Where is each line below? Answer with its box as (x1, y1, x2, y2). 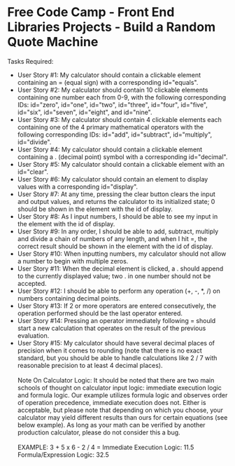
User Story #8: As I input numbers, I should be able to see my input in (17, 212, 218, 221)
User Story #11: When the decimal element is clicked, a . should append (17, 264, 224, 273)
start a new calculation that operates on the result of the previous (17, 324, 206, 332)
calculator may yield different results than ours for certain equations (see (17, 413, 228, 421)
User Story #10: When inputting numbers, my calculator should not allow (17, 249, 227, 258)
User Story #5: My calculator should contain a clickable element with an (17, 160, 225, 168)
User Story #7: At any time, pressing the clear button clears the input (17, 190, 215, 198)
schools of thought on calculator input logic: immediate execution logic (17, 383, 222, 392)
